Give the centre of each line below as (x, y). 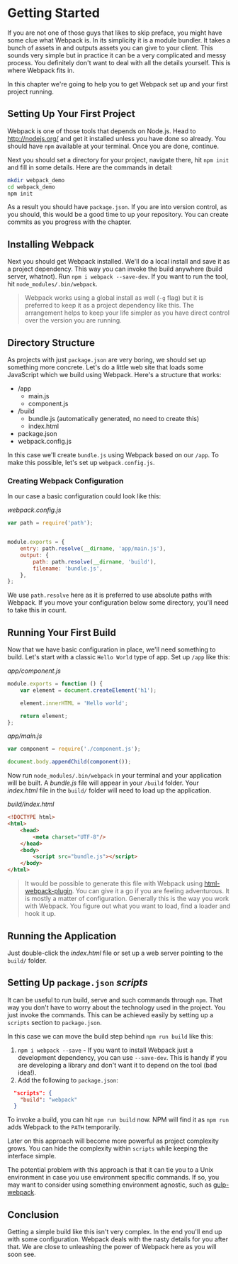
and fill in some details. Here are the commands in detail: (90, 167)
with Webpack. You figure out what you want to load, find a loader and (127, 906)
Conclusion (33, 1215)
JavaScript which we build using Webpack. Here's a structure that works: (114, 375)
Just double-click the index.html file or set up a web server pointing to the (115, 953)
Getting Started (54, 13)
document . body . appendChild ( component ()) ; (69, 762)
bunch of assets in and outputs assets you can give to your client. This (110, 47)
